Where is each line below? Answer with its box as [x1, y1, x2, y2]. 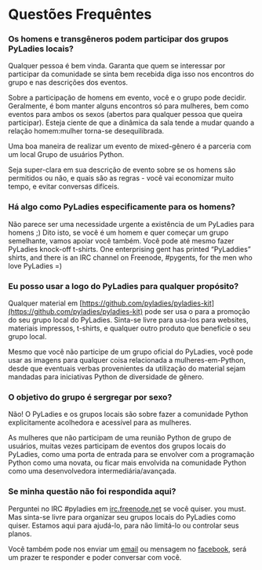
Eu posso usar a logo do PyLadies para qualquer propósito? [8, 280, 239, 291]
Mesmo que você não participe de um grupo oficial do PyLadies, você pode [8, 347, 253, 356]
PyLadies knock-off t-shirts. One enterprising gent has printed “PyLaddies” [8, 244, 251, 254]
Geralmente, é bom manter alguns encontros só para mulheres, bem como [8, 101, 249, 111]
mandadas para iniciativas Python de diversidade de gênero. [8, 372, 204, 382]
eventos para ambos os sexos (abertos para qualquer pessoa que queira [8, 110, 243, 119]
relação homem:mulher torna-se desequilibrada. [8, 126, 165, 136]
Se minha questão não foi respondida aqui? [8, 486, 176, 497]
